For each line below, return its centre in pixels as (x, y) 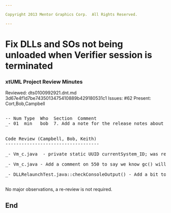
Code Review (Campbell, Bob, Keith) (51, 139)
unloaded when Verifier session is (79, 55)
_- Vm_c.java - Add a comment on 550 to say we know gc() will (86, 164)
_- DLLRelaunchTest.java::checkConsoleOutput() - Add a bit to (86, 175)
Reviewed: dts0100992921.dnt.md (41, 93)
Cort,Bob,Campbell (25, 104)
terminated (29, 65)
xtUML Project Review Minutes (44, 82)
